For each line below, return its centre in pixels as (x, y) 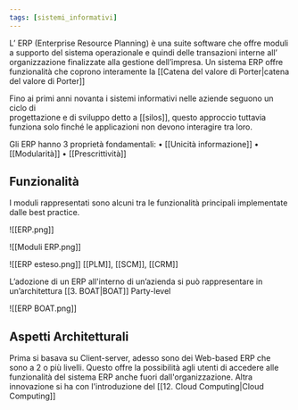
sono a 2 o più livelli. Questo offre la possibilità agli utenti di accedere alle (144, 368)
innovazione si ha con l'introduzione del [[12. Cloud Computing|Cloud (137, 387)
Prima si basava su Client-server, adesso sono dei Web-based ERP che (140, 358)
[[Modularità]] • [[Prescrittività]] (68, 154)
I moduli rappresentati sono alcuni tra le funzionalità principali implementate (149, 203)
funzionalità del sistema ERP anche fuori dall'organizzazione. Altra (131, 377)
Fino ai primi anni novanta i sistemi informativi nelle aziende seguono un (141, 98)
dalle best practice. (45, 213)
